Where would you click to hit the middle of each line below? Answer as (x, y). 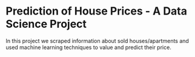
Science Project (46, 24)
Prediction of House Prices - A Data (96, 11)
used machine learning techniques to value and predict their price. (89, 47)
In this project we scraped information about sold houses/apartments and (97, 41)
